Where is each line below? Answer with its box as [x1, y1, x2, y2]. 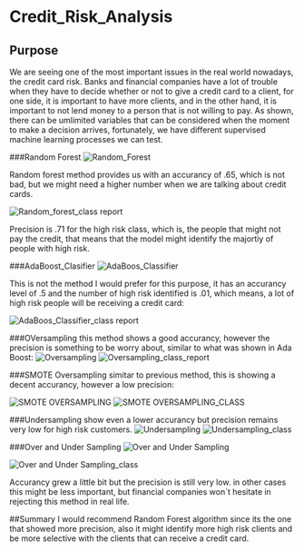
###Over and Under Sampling [9, 442, 122, 452]
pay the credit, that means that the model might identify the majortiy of [9, 233, 274, 244]
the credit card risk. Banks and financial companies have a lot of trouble [9, 76, 279, 87]
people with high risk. [9, 243, 91, 253]
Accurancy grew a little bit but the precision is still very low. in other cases [9, 477, 287, 487]
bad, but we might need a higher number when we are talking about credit [9, 179, 287, 190]
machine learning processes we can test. [9, 134, 163, 144]
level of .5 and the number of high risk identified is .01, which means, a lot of [9, 288, 295, 299]
